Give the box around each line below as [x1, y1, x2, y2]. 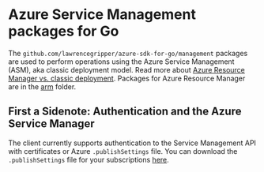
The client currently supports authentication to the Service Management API [8, 138, 257, 148]
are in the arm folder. [8, 81, 77, 92]
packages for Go [8, 22, 119, 40]
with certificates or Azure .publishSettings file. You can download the [8, 146, 238, 155]
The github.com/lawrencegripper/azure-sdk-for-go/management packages [8, 48, 248, 58]
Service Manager [8, 117, 95, 131]
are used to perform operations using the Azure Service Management [8, 57, 235, 66]
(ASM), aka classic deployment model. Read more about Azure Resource [8, 65, 245, 74]
